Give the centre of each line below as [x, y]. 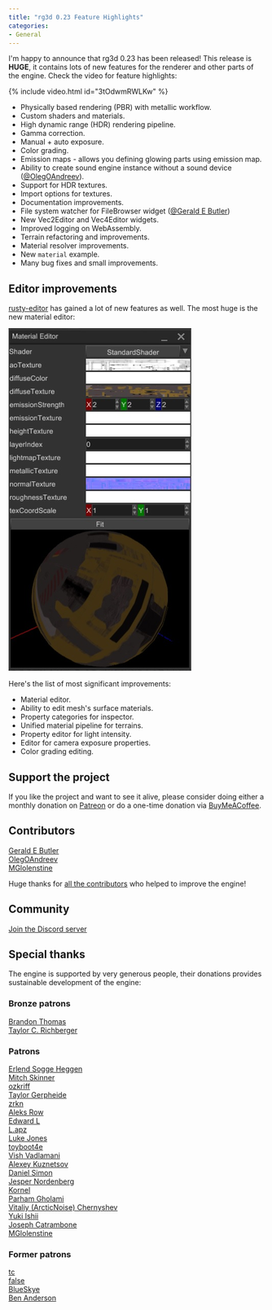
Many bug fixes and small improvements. [89, 263]
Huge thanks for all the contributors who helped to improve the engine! [127, 883]
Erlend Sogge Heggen [46, 1069]
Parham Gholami [36, 1199]
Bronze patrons [39, 1004]
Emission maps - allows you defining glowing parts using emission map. [141, 160]
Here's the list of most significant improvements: [90, 684]
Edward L [24, 1121]
